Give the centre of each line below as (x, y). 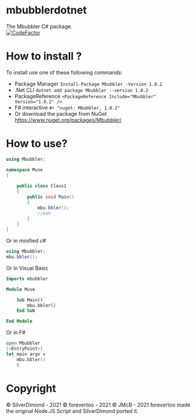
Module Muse (20, 289)
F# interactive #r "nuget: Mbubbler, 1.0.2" (67, 107)
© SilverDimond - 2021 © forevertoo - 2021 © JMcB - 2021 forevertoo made (98, 405)
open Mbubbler (23, 343)
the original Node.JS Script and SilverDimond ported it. (72, 411)
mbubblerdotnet (47, 10)
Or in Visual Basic (27, 268)
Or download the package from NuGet (61, 113)
